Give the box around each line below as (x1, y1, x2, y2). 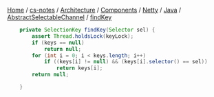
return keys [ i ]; (56, 65, 103, 72)
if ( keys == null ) (32, 39, 85, 46)
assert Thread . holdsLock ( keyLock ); (32, 32, 134, 40)
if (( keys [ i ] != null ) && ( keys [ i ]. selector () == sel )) (43, 58, 208, 65)
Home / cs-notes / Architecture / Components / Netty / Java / (7, 6, 182, 14)
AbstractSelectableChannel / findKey (7, 13, 112, 21)
